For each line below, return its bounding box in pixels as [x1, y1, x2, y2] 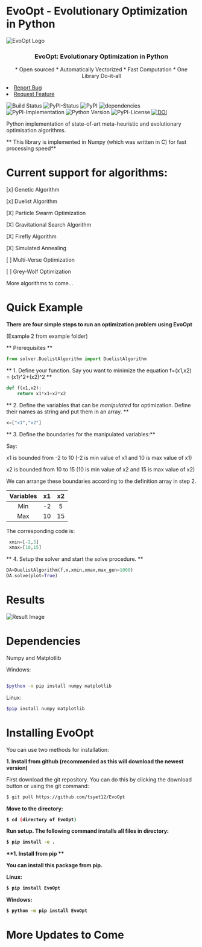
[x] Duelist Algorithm [6, 198, 57, 205]
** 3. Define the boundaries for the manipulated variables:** [6, 430, 156, 438]
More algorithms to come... [6, 280, 74, 287]
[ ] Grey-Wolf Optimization [6, 268, 71, 276]
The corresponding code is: [6, 527, 75, 534]
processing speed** [6, 145, 57, 152]
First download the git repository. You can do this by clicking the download [6, 775, 192, 783]
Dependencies [6, 635, 81, 648]
